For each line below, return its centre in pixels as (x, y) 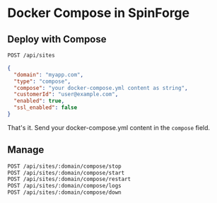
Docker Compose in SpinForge (98, 13)
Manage (26, 150)
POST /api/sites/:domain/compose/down (64, 192)
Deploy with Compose (57, 39)
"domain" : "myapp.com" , (48, 75)
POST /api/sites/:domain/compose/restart (69, 179)
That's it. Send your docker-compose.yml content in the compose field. (109, 127)
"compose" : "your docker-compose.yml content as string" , (101, 88)
